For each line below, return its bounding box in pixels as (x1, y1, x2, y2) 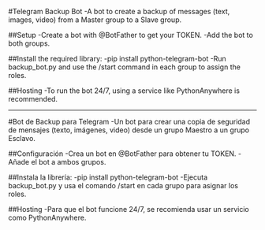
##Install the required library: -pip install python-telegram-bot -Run (8, 54, 226, 63)
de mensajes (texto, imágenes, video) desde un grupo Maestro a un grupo (8, 125, 250, 135)
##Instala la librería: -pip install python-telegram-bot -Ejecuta (8, 172, 208, 182)
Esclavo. (8, 134, 35, 143)
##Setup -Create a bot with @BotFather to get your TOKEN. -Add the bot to (8, 31, 254, 39)
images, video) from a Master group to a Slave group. (8, 15, 182, 24)
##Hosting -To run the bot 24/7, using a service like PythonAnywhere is (8, 86, 241, 95)
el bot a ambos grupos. (31, 158, 106, 166)
